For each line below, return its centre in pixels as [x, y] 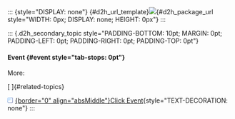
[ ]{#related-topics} [36, 87]
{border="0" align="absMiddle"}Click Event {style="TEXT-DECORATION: [122, 100]
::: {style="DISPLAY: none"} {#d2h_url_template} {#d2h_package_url [110, 12]
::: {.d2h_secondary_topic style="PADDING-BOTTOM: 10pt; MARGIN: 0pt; [115, 33]
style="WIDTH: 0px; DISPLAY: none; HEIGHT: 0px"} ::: [87, 19]
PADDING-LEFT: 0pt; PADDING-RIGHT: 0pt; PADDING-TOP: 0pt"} [103, 41]
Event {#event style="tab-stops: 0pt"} [66, 57]
